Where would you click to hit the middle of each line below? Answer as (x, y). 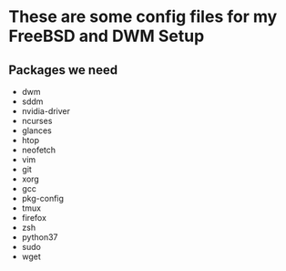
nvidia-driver (46, 111)
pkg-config (43, 198)
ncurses (37, 121)
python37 (40, 237)
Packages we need (63, 70)
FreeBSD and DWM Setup (107, 36)
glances (36, 130)
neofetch (39, 150)
